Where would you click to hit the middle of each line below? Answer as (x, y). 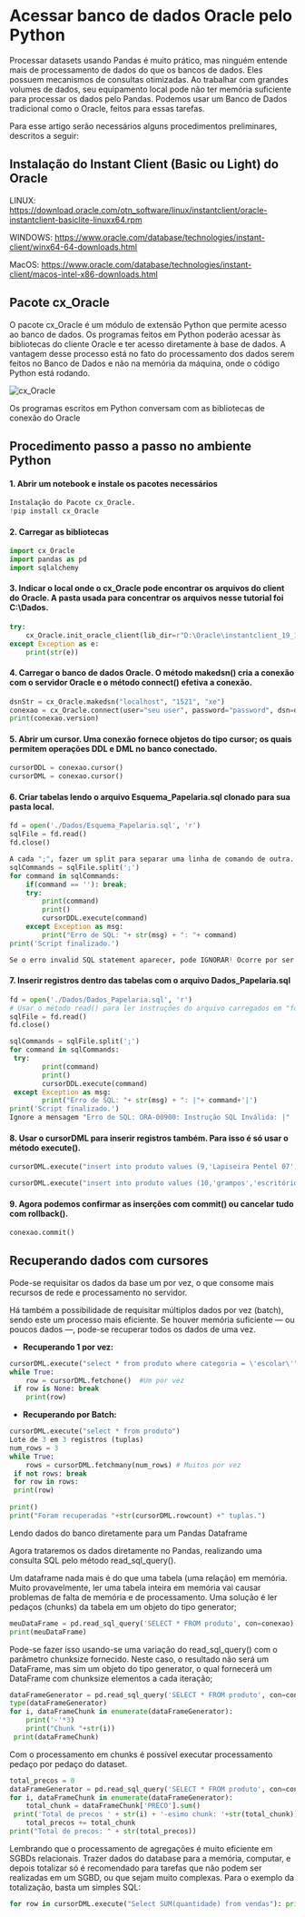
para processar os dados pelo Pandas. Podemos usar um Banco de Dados (148, 99)
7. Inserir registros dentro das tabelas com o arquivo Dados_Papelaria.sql (150, 981)
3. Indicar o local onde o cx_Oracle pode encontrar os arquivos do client (147, 588)
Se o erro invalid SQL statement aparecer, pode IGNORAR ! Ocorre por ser (152, 960)
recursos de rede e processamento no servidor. (98, 1292)
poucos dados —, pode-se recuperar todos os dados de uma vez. (133, 1329)
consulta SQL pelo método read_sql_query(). (93, 1560)
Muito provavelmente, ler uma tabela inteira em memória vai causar (135, 1587)
